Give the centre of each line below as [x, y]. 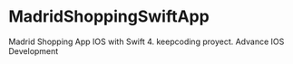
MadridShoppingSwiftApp [109, 17]
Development [34, 50]
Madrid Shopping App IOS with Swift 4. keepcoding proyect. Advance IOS [146, 41]
